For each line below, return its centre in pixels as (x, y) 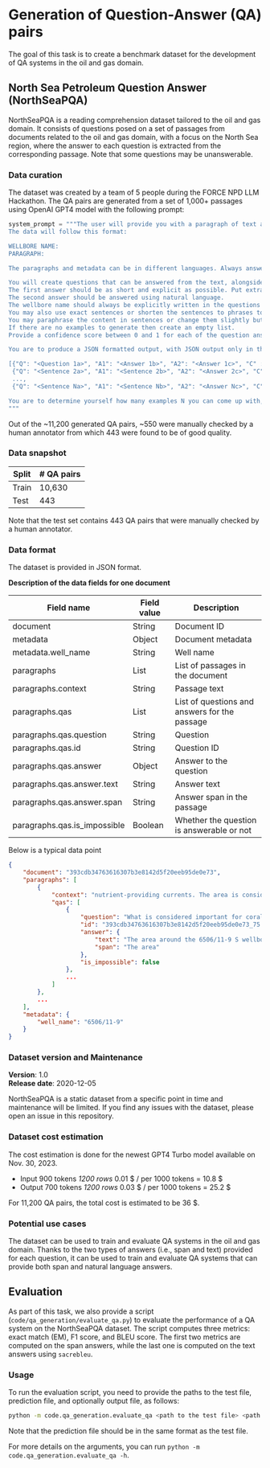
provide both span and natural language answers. (90, 1267)
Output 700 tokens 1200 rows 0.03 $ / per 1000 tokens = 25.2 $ (125, 1187)
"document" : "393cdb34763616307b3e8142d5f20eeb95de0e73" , (122, 873)
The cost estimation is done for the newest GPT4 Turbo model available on (132, 1154)
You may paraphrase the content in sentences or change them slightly (129, 320)
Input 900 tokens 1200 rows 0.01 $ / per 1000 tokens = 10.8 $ (121, 1179)
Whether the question (216, 820)
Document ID (200, 626)
